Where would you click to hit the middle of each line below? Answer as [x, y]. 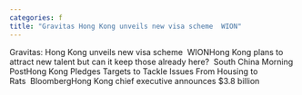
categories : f [36, 18]
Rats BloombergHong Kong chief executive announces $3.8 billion [135, 81]
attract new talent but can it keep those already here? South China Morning [151, 62]
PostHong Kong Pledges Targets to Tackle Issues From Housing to [134, 71]
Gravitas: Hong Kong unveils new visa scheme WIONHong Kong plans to [146, 52]
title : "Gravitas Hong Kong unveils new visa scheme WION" [126, 26]
